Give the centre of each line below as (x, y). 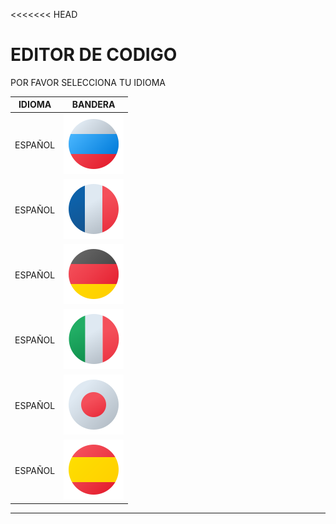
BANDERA (93, 105)
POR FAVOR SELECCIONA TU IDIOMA (88, 82)
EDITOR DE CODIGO (94, 55)
